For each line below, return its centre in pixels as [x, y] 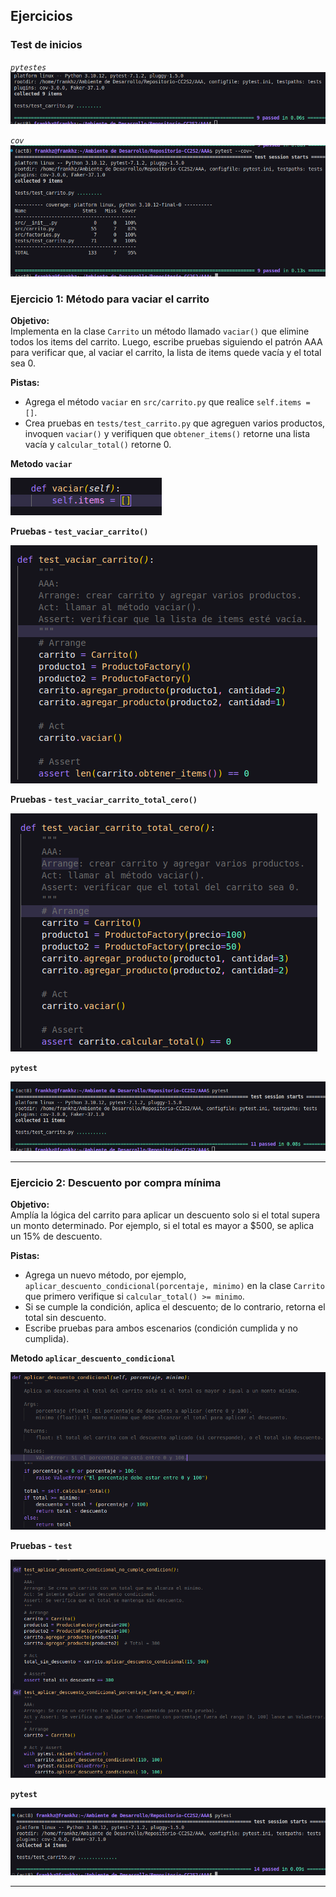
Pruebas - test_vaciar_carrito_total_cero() [104, 800]
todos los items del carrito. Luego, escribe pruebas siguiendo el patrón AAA [166, 342]
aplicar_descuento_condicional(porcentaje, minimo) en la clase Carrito [174, 1285]
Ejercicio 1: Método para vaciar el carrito [110, 299]
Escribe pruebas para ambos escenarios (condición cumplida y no [161, 1328]
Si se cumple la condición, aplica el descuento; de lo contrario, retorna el [175, 1306]
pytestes [28, 67]
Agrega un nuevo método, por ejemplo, [105, 1275]
